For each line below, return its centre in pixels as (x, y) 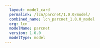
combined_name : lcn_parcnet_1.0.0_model (52, 19)
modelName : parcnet (30, 28)
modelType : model (27, 38)
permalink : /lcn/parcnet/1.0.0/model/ (50, 14)
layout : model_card (30, 10)
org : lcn (18, 24)
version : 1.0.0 (25, 33)
